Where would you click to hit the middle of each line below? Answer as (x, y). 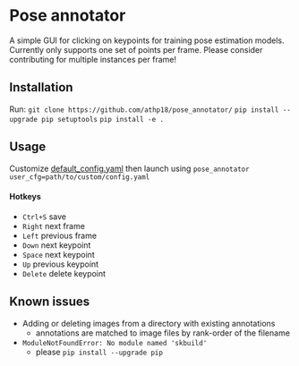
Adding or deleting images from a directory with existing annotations (149, 323)
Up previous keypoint (60, 264)
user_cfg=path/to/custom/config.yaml (80, 177)
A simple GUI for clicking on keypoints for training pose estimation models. (147, 40)
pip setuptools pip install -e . (103, 119)
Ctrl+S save (44, 217)
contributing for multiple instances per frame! (93, 59)
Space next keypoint (59, 254)
